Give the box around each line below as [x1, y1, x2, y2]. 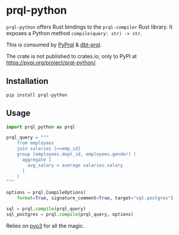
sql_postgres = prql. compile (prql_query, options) [6, 211, 134, 217]
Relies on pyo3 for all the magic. [6, 222, 85, 229]
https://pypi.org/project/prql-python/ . [6, 59, 97, 66]
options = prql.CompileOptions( [6, 190, 86, 196]
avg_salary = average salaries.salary [27, 162, 123, 168]
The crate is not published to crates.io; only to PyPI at [6, 52, 138, 59]
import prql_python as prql [6, 124, 76, 130]
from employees [17, 140, 55, 146]
